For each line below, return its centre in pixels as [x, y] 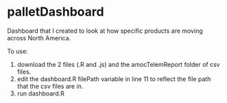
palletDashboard [56, 12]
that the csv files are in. [50, 86]
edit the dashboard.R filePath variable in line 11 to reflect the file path [114, 78]
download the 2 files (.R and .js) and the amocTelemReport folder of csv [119, 64]
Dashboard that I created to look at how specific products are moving [105, 31]
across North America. [39, 38]
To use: [18, 51]
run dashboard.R [41, 93]
